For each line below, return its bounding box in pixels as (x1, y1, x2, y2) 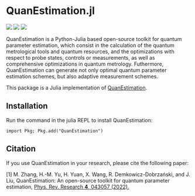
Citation (6, 144, 36, 154)
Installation (6, 101, 48, 111)
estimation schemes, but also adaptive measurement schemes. (6, 73, 158, 80)
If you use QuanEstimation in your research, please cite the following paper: (6, 159, 189, 166)
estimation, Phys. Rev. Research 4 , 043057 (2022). (6, 183, 129, 190)
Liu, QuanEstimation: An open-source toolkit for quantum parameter (6, 177, 170, 184)
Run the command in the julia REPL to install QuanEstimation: (6, 116, 153, 123)
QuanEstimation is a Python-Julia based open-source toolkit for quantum (6, 35, 182, 42)
